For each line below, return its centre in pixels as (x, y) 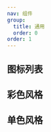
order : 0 (26, 33)
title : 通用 (29, 26)
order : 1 (19, 39)
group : (16, 20)
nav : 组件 (20, 13)
